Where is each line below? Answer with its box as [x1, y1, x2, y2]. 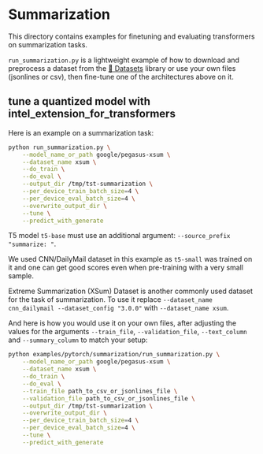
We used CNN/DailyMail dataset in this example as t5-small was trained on [8, 255, 253, 264]
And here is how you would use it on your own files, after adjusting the [8, 318, 237, 328]
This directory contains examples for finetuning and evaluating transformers [8, 32, 255, 41]
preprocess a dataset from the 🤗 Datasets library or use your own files [8, 63, 236, 73]
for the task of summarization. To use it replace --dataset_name [8, 295, 213, 304]
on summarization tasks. [8, 39, 88, 49]
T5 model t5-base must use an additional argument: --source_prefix [8, 231, 231, 240]
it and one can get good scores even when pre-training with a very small [8, 262, 244, 273]
